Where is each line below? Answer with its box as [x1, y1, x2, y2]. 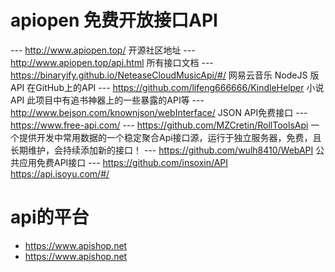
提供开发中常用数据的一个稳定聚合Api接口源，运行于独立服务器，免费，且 [18, 131, 322, 143]
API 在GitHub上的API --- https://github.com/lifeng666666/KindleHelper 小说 [10, 81, 325, 93]
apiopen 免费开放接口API [10, 9, 218, 32]
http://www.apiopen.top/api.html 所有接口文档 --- [10, 56, 214, 68]
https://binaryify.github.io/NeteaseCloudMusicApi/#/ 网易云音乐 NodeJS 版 [10, 69, 320, 81]
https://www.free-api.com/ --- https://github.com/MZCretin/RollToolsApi [10, 119, 309, 131]
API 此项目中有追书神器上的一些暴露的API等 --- [10, 94, 205, 106]
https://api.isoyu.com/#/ [10, 167, 110, 180]
